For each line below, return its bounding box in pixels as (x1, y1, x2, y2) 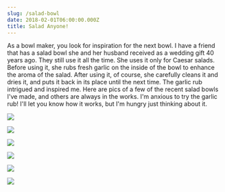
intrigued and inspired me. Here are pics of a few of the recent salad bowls (7, 85, 219, 93)
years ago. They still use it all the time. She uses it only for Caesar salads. (7, 56, 215, 64)
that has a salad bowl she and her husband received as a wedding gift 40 (7, 49, 215, 57)
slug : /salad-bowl (7, 10, 60, 17)
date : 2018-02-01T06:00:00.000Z (7, 16, 99, 23)
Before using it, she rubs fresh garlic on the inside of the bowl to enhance (7, 63, 215, 72)
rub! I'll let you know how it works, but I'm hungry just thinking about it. (7, 100, 208, 108)
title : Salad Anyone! (7, 23, 69, 29)
